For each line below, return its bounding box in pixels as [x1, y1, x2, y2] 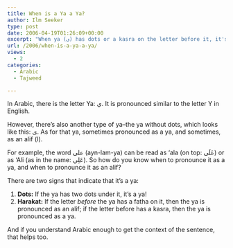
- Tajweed [13, 74, 42, 82]
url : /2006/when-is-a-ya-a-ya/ [7, 42, 98, 49]
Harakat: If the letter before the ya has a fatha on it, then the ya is [17, 197, 205, 206]
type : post [7, 23, 39, 30]
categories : [7, 62, 42, 69]
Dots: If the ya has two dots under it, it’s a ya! [17, 190, 147, 198]
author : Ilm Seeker [7, 17, 64, 24]
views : [7, 49, 26, 56]
